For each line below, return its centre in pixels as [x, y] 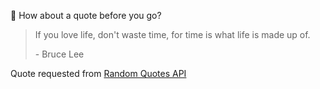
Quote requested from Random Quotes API [98, 73]
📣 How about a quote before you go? [86, 15]
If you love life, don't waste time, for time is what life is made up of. [172, 34]
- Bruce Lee [59, 54]
